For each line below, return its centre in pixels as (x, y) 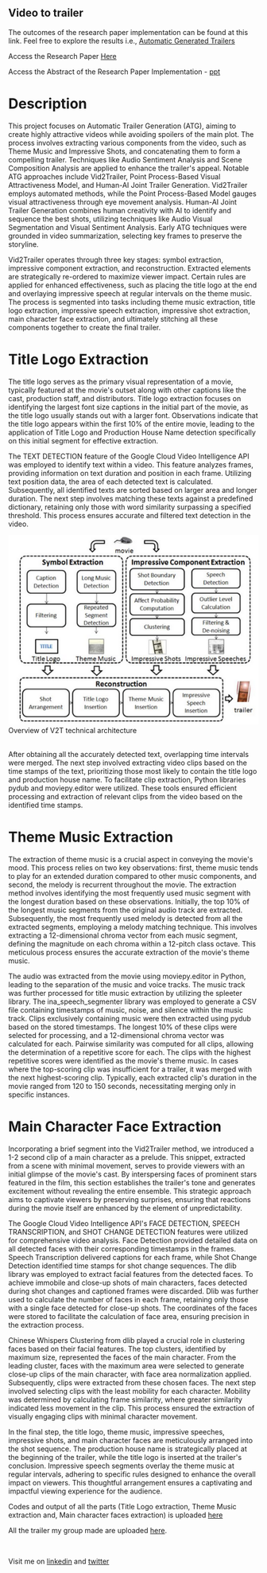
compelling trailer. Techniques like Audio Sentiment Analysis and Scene (125, 159)
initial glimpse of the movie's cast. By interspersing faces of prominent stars (133, 1174)
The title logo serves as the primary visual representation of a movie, (121, 381)
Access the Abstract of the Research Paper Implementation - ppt (114, 72)
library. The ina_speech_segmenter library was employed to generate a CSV (132, 1001)
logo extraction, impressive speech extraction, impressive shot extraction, (129, 310)
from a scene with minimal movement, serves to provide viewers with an (126, 1166)
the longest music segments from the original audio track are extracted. (126, 910)
